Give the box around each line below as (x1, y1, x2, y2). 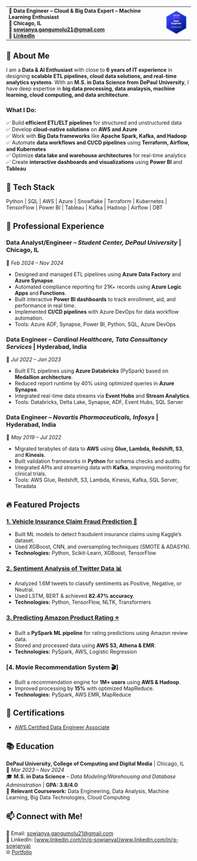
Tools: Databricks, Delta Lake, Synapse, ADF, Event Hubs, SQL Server (14, 399, 184, 406)
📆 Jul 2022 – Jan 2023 (6, 356, 62, 363)
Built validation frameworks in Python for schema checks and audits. (14, 458, 182, 465)
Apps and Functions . (14, 289, 66, 297)
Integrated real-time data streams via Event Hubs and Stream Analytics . (14, 392, 191, 399)
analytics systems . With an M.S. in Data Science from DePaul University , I (6, 79, 189, 86)
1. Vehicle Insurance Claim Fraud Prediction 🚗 (6, 517, 138, 526)
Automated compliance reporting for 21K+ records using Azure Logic (14, 283, 182, 290)
